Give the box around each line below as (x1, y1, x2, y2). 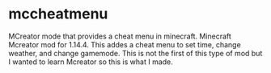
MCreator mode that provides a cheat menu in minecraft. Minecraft (8, 31, 232, 41)
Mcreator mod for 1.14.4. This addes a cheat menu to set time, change (8, 39, 241, 49)
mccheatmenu (8, 5, 108, 23)
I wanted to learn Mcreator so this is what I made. (8, 57, 174, 67)
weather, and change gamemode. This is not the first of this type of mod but (8, 48, 263, 58)
